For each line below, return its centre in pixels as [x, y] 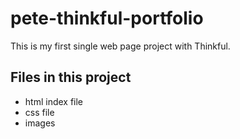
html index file [54, 101]
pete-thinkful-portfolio [107, 18]
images [40, 123]
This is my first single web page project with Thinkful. [120, 46]
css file [39, 112]
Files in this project [71, 77]
